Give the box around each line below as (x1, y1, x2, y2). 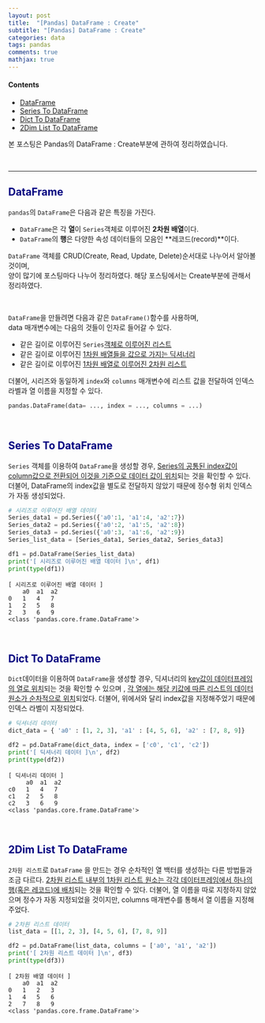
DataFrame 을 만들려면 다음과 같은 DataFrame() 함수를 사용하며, (8, 313, 199, 322)
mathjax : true (8, 56, 55, 64)
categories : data (8, 33, 65, 42)
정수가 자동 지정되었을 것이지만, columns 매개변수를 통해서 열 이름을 (22, 895, 234, 904)
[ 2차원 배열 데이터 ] (8, 972, 71, 980)
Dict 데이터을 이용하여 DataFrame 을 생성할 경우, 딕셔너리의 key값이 (8, 674, 213, 684)
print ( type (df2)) (8, 756, 65, 763)
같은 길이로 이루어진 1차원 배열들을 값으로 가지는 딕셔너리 (19, 349, 196, 358)
